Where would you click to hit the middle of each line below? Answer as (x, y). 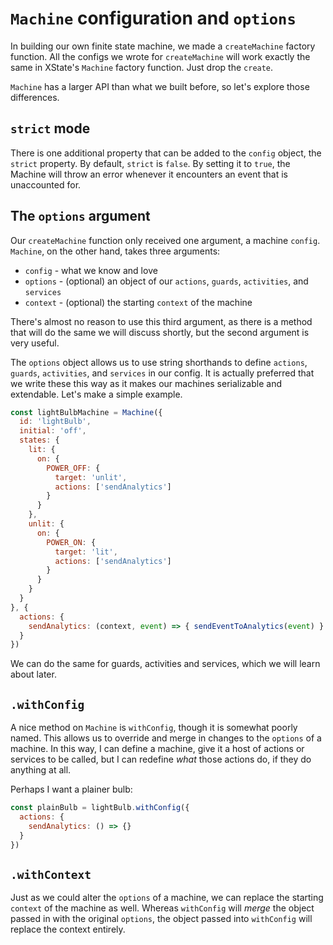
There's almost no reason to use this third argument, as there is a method (161, 321)
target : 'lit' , (86, 552)
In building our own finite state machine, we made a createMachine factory (163, 46)
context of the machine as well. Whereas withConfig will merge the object (162, 908)
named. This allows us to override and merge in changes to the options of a (166, 738)
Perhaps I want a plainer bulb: (71, 789)
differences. (35, 97)
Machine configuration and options (153, 18)
